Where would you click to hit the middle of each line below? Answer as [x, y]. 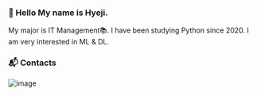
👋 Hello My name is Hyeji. [58, 13]
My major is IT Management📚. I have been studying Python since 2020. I [128, 30]
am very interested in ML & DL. [59, 42]
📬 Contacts [33, 63]
